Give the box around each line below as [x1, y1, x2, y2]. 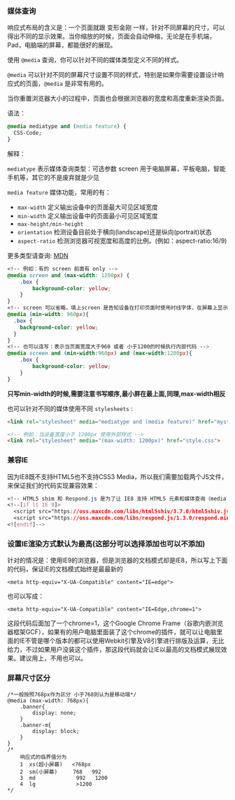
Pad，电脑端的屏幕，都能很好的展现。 [7, 41, 117, 50]
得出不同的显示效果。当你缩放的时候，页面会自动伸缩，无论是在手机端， [7, 32, 215, 41]
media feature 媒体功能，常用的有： [7, 187, 112, 197]
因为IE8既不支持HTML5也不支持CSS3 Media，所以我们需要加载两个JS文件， [7, 472, 228, 480]
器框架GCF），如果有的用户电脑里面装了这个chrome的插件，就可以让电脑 [7, 628, 217, 636]
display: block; [32, 727, 80, 735]
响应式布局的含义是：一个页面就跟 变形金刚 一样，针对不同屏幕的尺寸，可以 [7, 23, 225, 32]
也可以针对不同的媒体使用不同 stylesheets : [7, 404, 133, 413]
